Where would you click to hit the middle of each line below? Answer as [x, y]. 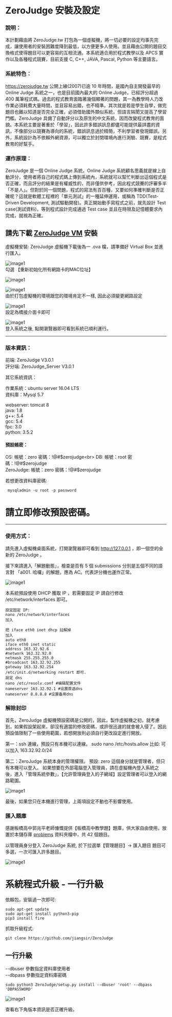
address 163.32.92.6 [27, 649]
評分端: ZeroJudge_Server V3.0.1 [40, 366]
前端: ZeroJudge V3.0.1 [29, 360]
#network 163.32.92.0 [28, 653]
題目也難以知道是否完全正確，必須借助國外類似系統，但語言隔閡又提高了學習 [86, 111]
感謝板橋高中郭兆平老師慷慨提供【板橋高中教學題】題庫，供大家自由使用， [84, 828]
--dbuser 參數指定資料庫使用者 [38, 968]
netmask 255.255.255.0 [29, 658]
